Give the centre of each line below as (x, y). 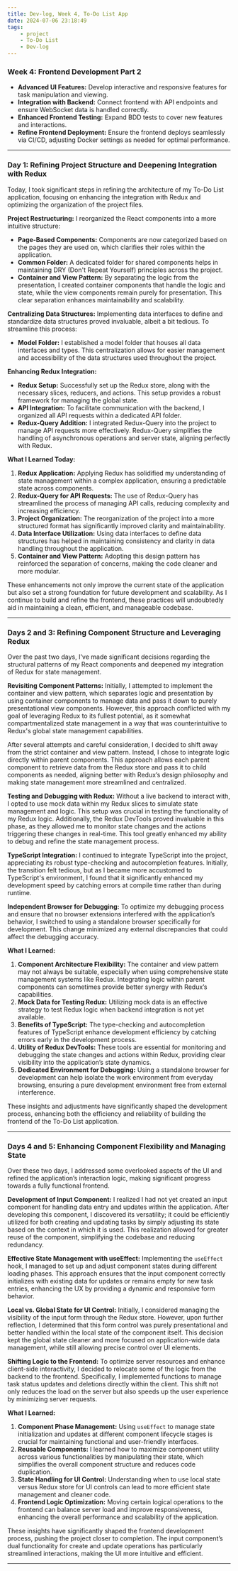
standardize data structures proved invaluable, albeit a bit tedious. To (108, 321)
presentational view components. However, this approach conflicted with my (119, 708)
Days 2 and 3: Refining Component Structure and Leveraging (114, 633)
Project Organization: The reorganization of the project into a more (116, 518)
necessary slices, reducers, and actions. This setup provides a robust (119, 393)
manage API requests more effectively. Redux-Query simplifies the (115, 430)
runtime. (19, 892)
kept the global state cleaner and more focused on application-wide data (114, 1340)
